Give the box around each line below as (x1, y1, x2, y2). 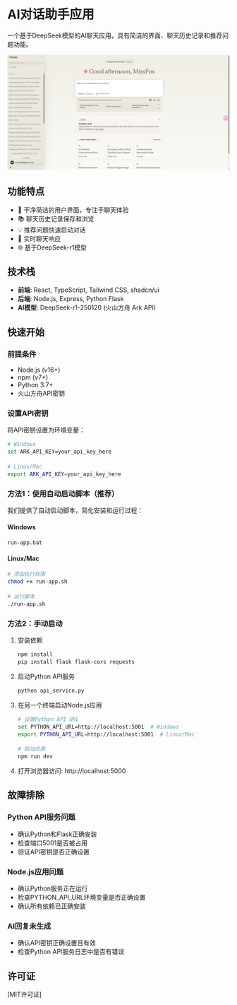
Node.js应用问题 (7, 866, 64, 876)
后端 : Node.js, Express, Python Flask (17, 295, 124, 303)
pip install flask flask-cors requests (17, 659, 135, 666)
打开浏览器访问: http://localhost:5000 (17, 767, 126, 775)
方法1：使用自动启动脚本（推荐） (7, 488, 119, 498)
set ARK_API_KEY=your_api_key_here (7, 448, 112, 456)
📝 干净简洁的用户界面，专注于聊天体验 (17, 206, 129, 214)
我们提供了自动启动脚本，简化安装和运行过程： (7, 506, 143, 515)
